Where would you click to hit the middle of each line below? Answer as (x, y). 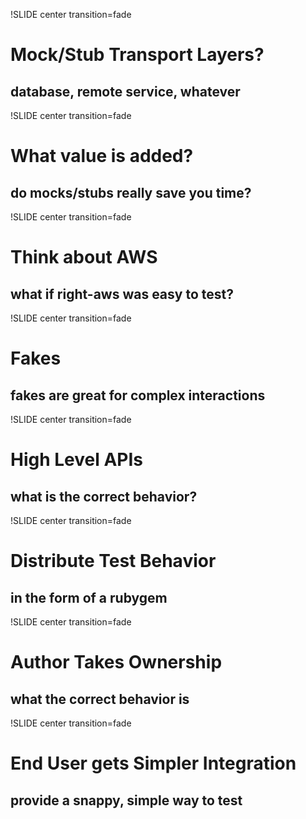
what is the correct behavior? (104, 496)
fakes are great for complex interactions (138, 395)
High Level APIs (77, 460)
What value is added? (102, 156)
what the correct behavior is (100, 699)
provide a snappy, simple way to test (126, 800)
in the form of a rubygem (89, 597)
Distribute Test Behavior (113, 561)
